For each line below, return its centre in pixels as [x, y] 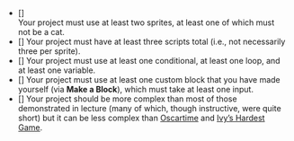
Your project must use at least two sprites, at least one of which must [146, 22]
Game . [30, 128]
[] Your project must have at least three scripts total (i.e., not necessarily [151, 41]
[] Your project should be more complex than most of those [127, 99]
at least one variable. [57, 70]
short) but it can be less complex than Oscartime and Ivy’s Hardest [141, 118]
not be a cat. [41, 32]
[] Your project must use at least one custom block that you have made [149, 79]
